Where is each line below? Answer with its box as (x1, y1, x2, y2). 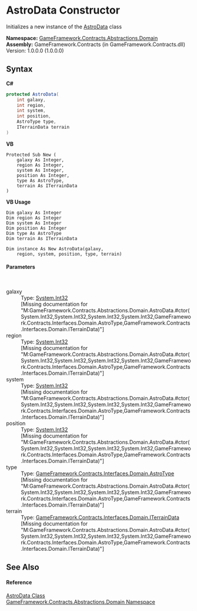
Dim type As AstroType (6, 230, 62, 236)
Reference (6, 579, 32, 586)
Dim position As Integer (6, 225, 67, 231)
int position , (16, 113, 51, 119)
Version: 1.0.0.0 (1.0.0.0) (6, 47, 64, 54)
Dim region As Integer (6, 215, 62, 221)
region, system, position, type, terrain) (16, 251, 122, 257)
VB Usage (6, 198, 31, 205)
